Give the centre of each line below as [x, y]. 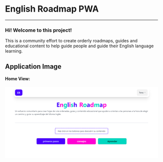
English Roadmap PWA [52, 9]
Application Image [33, 66]
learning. [14, 51]
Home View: [18, 79]
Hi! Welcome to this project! [38, 30]
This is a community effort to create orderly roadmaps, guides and [71, 41]
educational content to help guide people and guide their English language [79, 46]
